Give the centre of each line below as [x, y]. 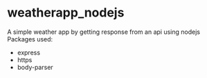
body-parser [35, 67]
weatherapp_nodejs [66, 13]
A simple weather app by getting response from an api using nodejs [104, 32]
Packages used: [30, 39]
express [28, 52]
